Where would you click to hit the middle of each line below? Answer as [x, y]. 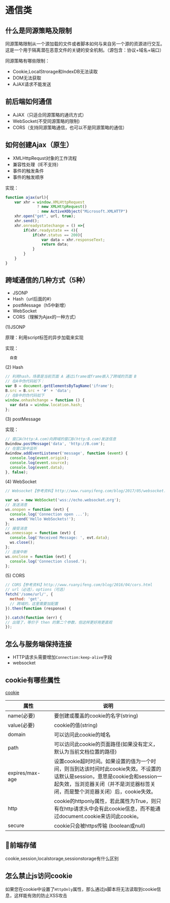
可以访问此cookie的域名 [82, 735]
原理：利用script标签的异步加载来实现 [45, 337]
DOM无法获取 [27, 78]
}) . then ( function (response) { [38, 608]
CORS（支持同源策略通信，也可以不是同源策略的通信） [70, 127]
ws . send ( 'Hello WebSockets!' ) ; [43, 519]
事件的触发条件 [28, 170]
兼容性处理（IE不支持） [37, 164]
